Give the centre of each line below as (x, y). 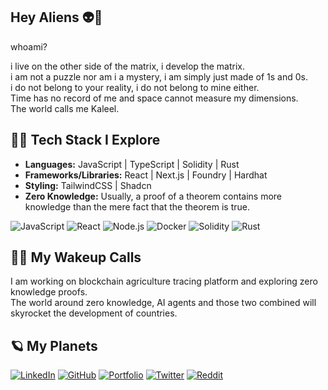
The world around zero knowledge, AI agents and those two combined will (163, 303)
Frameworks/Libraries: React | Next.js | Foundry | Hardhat (146, 175)
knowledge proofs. (49, 292)
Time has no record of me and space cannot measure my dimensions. (154, 98)
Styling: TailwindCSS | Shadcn (88, 185)
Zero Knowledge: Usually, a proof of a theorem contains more (153, 196)
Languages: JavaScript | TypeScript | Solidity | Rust (132, 164)
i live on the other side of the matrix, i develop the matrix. (128, 66)
